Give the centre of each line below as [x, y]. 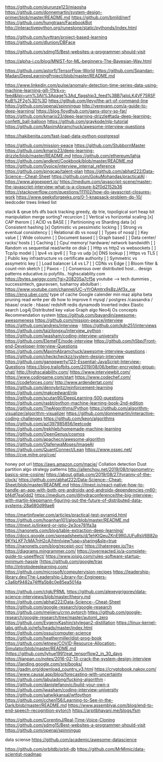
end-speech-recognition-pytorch [38, 710]
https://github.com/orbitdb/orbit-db [41, 749]
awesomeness [19, 320]
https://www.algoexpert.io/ [32, 181]
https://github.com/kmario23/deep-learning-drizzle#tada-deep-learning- [78, 116]
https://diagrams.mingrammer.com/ [41, 551]
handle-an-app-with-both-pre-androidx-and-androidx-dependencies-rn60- [81, 490]
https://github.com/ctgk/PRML [35, 591]
